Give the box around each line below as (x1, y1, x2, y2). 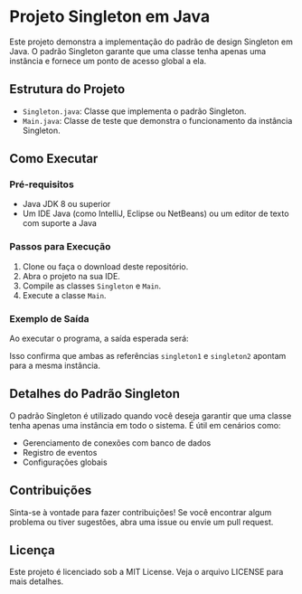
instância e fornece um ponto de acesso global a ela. (9, 55, 207, 66)
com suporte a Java (22, 218, 98, 229)
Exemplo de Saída (9, 312, 90, 325)
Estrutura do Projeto (9, 81, 126, 97)
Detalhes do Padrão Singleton (9, 386, 181, 401)
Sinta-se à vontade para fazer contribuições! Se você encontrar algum (9, 506, 272, 517)
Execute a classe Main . (22, 289, 107, 300)
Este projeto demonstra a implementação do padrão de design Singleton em (9, 36, 294, 47)
